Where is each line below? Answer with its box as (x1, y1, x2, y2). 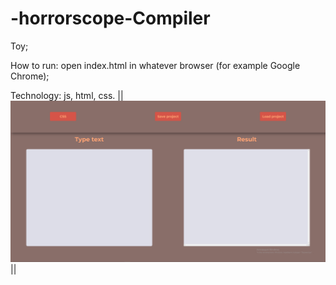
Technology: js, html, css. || (10, 89, 124, 101)
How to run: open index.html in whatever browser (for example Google (10, 59, 301, 71)
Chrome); (10, 70, 50, 82)
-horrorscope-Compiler (10, 7, 211, 30)
